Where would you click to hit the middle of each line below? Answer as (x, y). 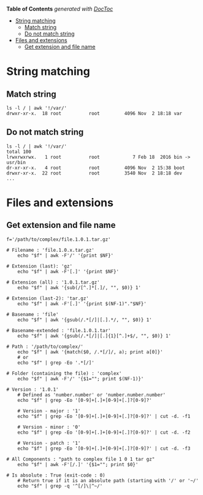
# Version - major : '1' (49, 411)
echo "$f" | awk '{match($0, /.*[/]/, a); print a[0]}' (90, 352)
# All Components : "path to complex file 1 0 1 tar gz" (81, 459)
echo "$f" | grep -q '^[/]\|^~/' (60, 486)
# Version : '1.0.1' (33, 389)
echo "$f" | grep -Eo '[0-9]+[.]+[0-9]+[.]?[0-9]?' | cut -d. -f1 (104, 416)
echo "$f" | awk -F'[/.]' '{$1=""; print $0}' (78, 464)
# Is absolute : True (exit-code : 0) (56, 475)
